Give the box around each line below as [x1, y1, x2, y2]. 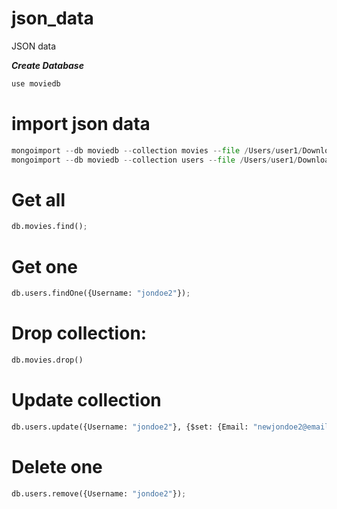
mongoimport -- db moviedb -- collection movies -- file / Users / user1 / [11, 145, 303, 156]
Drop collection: [11, 322, 148, 345]
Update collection [11, 389, 162, 412]
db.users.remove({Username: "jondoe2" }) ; [11, 488, 187, 499]
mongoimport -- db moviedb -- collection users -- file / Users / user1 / [11, 155, 299, 165]
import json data [11, 113, 151, 135]
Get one [11, 255, 78, 278]
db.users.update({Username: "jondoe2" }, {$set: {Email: [11, 422, 249, 432]
